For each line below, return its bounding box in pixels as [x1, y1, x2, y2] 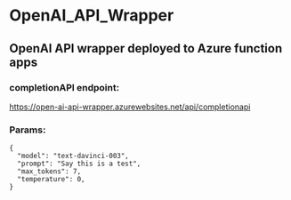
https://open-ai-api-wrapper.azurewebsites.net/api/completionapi [9, 101, 251, 112]
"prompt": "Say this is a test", [17, 159, 141, 169]
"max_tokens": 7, [17, 167, 82, 176]
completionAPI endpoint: [9, 81, 120, 93]
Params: [9, 124, 46, 136]
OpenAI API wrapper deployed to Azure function [9, 41, 283, 56]
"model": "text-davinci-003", [17, 152, 129, 161]
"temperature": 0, [17, 175, 86, 184]
